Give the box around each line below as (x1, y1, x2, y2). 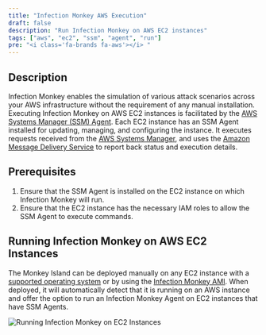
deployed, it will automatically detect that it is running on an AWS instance (8, 285, 250, 295)
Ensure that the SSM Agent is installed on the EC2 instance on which (19, 186, 245, 195)
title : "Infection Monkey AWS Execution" (8, 11, 148, 20)
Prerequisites (8, 165, 76, 179)
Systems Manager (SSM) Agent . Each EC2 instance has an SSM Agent (8, 117, 239, 126)
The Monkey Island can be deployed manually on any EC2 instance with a (8, 268, 250, 278)
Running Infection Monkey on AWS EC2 (8, 235, 208, 248)
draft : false (8, 19, 52, 27)
